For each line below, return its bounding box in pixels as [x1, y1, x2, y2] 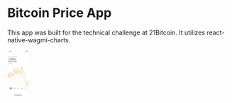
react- [206, 28, 225, 37]
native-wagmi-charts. [7, 35, 71, 44]
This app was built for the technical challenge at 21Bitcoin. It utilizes [7, 28, 206, 37]
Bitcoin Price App [7, 5, 112, 21]
